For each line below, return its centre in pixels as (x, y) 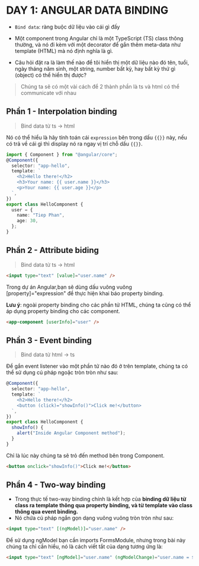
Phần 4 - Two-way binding (56, 485)
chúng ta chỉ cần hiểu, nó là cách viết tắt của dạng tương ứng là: (84, 546)
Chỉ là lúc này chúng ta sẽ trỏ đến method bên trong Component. (85, 456)
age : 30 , (28, 221)
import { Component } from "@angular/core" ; (62, 154)
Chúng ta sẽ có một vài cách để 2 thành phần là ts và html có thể (100, 86)
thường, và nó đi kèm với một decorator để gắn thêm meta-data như (98, 45)
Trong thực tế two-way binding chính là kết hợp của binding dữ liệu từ (100, 499)
